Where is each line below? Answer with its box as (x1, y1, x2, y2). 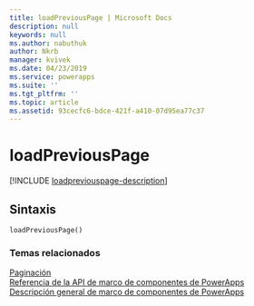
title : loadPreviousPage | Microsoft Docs (9, 13, 172, 23)
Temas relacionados (9, 246, 102, 259)
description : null (9, 22, 79, 31)
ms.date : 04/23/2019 (9, 64, 88, 74)
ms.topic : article (9, 97, 79, 107)
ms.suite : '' (9, 81, 59, 90)
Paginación (9, 267, 52, 278)
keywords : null (9, 30, 67, 39)
